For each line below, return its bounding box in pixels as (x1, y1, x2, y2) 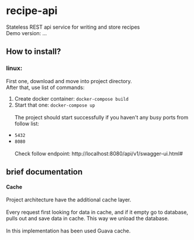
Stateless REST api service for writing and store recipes (6, 23, 140, 30)
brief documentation (6, 167, 83, 177)
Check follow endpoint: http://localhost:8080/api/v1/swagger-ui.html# (14, 150, 183, 157)
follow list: (14, 120, 40, 127)
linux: (6, 64, 23, 73)
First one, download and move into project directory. (6, 77, 133, 84)
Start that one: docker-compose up (14, 101, 95, 108)
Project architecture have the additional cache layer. (6, 196, 131, 203)
